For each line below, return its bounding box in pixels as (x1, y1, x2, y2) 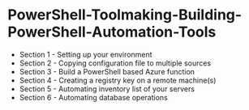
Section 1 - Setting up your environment (19, 49, 152, 59)
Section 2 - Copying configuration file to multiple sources (19, 58, 212, 68)
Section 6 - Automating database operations (19, 92, 168, 102)
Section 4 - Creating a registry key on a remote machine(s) (19, 75, 217, 85)
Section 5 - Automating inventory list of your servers (19, 83, 195, 94)
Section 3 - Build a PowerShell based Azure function (19, 66, 195, 76)
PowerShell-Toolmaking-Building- (7, 6, 243, 24)
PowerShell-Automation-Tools (7, 23, 217, 41)
